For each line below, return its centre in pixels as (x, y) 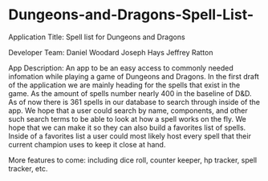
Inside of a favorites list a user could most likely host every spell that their (130, 136)
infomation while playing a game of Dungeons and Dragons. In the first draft (134, 76)
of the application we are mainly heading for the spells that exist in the (124, 85)
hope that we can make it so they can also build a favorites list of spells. (127, 127)
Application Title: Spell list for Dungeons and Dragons (97, 37)
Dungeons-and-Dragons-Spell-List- (131, 15)
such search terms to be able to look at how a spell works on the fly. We (127, 119)
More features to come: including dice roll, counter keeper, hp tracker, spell (133, 160)
